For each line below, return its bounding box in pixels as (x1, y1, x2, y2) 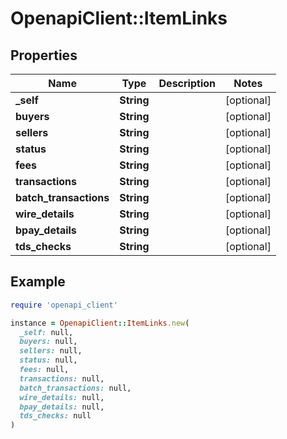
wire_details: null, (19, 392, 105, 402)
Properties (10, 47, 78, 64)
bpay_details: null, (19, 402, 105, 412)
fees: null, (19, 365, 70, 375)
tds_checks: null (19, 411, 92, 421)
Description (158, 77, 216, 90)
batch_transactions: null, (19, 383, 132, 393)
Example (10, 273, 66, 291)
